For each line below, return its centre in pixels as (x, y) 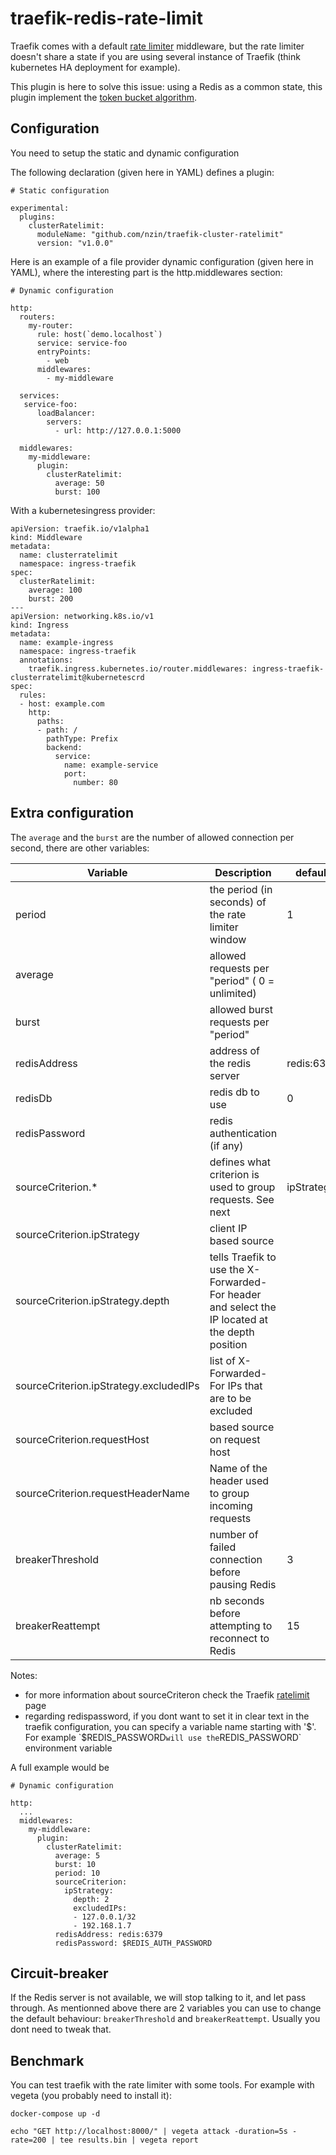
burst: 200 (51, 598)
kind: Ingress (40, 625)
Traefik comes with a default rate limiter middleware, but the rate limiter (157, 46)
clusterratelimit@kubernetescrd (77, 677)
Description (243, 872)
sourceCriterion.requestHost (82, 1439)
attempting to (241, 1625)
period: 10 (77, 1873)
